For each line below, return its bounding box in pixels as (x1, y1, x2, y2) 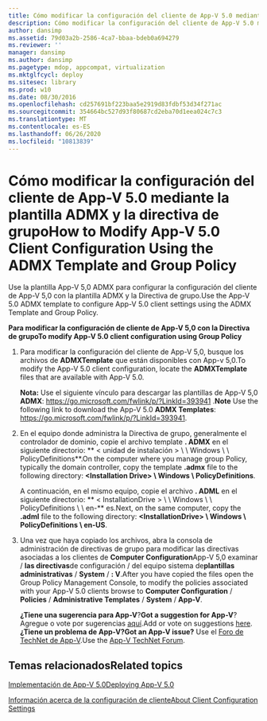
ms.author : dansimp (8, 57, 73, 64)
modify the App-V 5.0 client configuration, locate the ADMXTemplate (19, 364, 248, 374)
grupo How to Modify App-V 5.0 (8, 222, 221, 240)
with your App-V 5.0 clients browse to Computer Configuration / (19, 587, 233, 596)
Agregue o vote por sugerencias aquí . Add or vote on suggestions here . (19, 618, 253, 629)
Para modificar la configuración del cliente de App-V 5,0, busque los (19, 347, 244, 357)
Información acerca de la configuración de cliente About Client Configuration (8, 696, 258, 705)
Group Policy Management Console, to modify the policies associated (19, 578, 249, 587)
